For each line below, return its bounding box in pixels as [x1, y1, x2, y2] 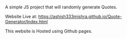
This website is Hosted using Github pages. [5, 28, 93, 34]
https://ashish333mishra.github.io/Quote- [38, 14, 122, 19]
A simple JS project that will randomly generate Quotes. [5, 4, 117, 10]
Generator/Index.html [5, 19, 48, 24]
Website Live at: [5, 14, 38, 19]
